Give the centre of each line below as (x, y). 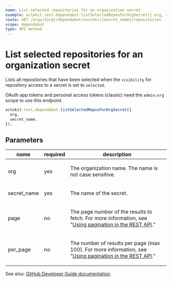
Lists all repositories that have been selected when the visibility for (79, 79)
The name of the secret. (99, 193)
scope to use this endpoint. (34, 100)
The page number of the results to (111, 212)
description (117, 154)
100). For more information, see (108, 250)
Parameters (24, 140)
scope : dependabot (25, 24)
